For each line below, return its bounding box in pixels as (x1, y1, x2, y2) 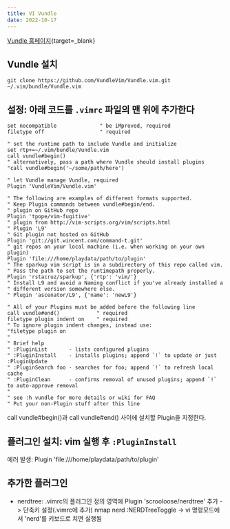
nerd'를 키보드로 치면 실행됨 (26, 514, 102, 522)
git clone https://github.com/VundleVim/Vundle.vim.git (7, 77, 171, 84)
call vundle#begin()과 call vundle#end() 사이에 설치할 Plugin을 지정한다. (7, 414, 207, 422)
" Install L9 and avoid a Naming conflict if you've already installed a (7, 280, 224, 287)
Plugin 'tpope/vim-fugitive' (7, 213, 91, 220)
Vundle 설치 (7, 58, 58, 70)
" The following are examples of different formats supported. (7, 195, 193, 202)
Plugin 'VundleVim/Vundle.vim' (7, 183, 97, 190)
